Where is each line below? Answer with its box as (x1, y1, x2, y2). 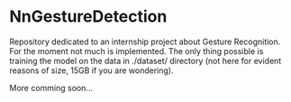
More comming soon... (9, 82, 93, 93)
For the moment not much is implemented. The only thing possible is (9, 45, 264, 56)
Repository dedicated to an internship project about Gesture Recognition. (9, 36, 281, 47)
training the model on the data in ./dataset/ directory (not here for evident (9, 55, 282, 66)
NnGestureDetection (9, 6, 168, 27)
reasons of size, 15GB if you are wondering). (9, 65, 174, 76)
